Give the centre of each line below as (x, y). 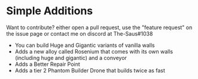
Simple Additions (50, 11)
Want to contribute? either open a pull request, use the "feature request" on (99, 27)
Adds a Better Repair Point (48, 64)
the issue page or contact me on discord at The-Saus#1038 (80, 33)
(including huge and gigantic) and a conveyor (71, 58)
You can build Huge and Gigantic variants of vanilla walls (85, 45)
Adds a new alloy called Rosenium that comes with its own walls (94, 51)
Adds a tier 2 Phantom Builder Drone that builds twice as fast (90, 70)
